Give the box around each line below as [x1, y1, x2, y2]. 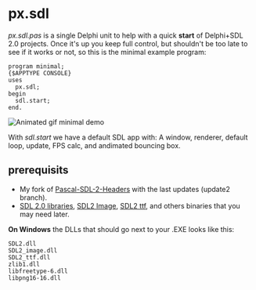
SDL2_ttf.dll [8, 253, 51, 261]
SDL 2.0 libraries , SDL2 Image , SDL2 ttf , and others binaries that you [19, 201, 240, 210]
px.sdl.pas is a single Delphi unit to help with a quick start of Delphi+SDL [8, 31, 244, 40]
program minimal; [8, 62, 65, 71]
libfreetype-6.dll [8, 267, 68, 275]
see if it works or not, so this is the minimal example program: [8, 47, 207, 56]
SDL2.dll [8, 240, 37, 248]
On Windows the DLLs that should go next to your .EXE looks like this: [8, 224, 235, 234]
